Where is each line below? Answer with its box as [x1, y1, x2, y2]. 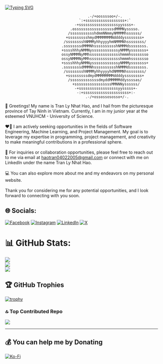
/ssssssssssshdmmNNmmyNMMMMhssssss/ [67, 31, 142, 36]
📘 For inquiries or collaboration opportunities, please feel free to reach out [5, 149, 153, 155]
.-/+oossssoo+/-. [87, 14, 123, 19]
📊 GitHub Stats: [5, 237, 71, 248]
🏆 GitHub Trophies [5, 281, 65, 289]
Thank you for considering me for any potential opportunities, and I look [5, 188, 149, 193]
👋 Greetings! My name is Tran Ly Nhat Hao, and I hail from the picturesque [5, 103, 154, 109]
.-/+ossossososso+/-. [85, 95, 130, 99]
